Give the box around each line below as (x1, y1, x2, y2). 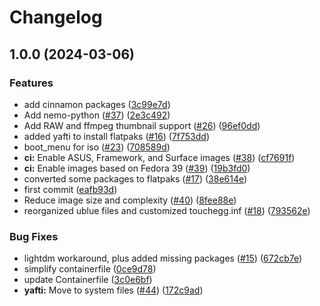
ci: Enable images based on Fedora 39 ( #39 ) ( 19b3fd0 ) (23, 162, 251, 174)
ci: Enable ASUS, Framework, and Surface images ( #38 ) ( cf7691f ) (23, 151, 296, 163)
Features (9, 76, 54, 90)
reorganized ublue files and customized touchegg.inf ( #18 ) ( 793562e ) (23, 204, 311, 216)
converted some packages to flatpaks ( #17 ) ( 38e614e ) (23, 172, 248, 185)
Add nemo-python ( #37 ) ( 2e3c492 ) (23, 109, 171, 121)
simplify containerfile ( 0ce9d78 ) (23, 263, 157, 275)
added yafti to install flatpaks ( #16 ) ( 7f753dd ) (23, 130, 211, 142)
